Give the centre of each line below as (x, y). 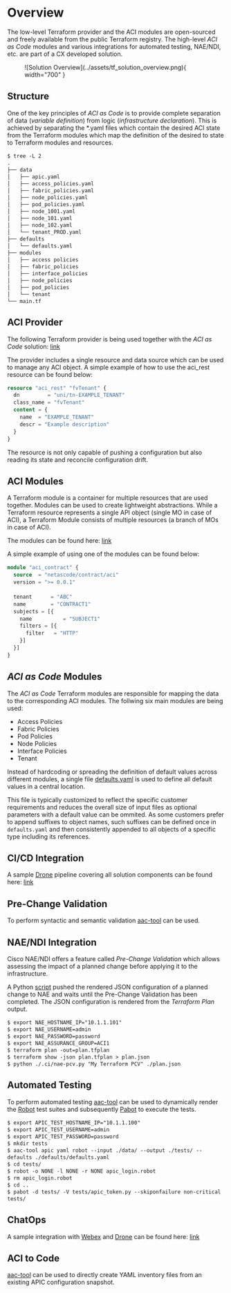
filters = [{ (38, 626)
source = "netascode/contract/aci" (66, 575)
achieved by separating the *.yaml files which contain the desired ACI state (114, 128)
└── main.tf (24, 301)
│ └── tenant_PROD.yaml (44, 232)
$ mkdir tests (28, 1143)
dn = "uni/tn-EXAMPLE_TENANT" (70, 396)
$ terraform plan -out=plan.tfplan (58, 1050)
